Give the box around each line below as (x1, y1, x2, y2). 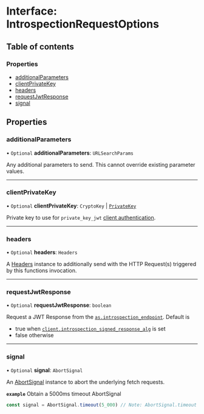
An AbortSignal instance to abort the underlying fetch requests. (6, 378, 165, 385)
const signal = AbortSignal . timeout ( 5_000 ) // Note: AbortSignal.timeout (6, 402, 197, 408)
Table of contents (6, 41, 74, 52)
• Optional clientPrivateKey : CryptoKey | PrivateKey (6, 202, 137, 209)
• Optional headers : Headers (6, 248, 78, 256)
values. (6, 167, 24, 175)
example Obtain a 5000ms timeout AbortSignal (6, 390, 121, 397)
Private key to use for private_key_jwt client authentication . (6, 214, 156, 221)
